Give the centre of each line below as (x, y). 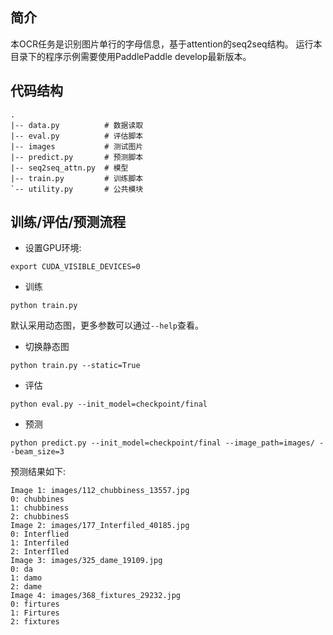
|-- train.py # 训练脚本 (77, 178)
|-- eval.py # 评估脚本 (77, 136)
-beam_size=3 (37, 452)
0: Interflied (40, 534)
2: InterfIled (40, 552)
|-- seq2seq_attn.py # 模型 (69, 168)
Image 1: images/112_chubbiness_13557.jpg (100, 491)
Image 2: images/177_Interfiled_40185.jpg (100, 526)
